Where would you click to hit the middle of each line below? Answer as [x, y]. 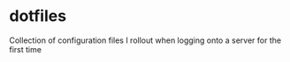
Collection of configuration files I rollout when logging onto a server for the [145, 40]
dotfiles [38, 16]
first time [26, 49]
